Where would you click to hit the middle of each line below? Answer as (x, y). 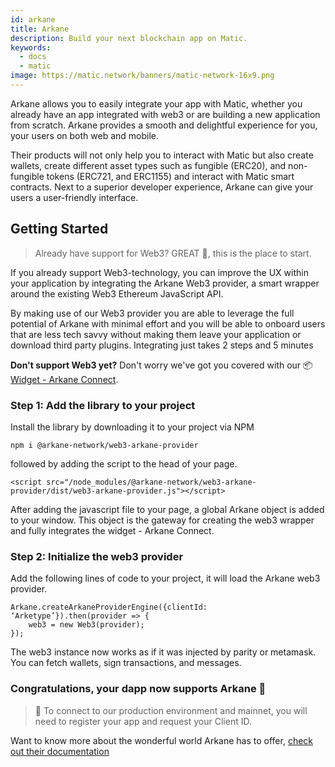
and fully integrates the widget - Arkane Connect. (112, 530)
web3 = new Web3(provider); (86, 625)
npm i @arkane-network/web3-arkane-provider (104, 445)
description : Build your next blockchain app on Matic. (129, 38)
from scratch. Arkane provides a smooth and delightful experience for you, (164, 125)
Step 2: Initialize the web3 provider (97, 556)
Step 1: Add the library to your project (103, 405)
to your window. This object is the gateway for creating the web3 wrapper (162, 520)
